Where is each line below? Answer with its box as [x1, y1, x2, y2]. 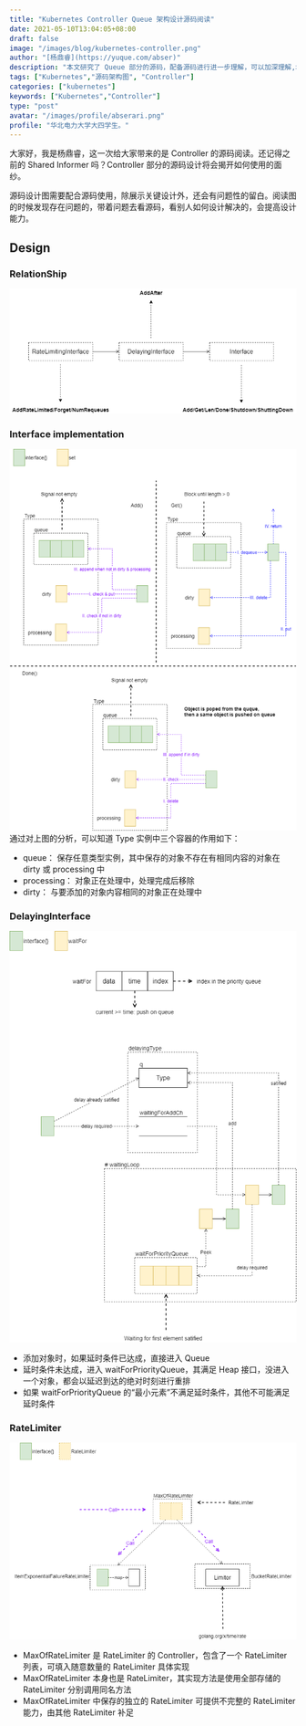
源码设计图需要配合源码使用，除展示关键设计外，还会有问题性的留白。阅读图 [9, 190, 297, 201]
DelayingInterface [9, 909, 91, 922]
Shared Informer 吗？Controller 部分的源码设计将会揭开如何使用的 [26, 160, 275, 171]
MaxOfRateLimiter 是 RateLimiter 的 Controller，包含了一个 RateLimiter [22, 1649, 288, 1660]
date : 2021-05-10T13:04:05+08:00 [9, 24, 137, 34]
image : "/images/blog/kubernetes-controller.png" [9, 44, 202, 53]
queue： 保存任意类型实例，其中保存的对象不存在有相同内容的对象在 [22, 852, 280, 863]
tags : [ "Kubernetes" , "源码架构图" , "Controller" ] [9, 73, 195, 82]
